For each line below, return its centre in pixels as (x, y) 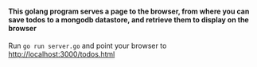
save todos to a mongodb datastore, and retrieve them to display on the (128, 19)
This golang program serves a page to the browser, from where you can (129, 11)
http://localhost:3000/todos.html (62, 54)
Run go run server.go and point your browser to (88, 46)
